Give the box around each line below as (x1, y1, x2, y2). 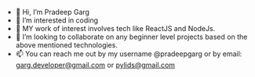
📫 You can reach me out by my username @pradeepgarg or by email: (15, 49, 242, 58)
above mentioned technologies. (15, 40, 118, 50)
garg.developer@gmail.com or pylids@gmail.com (15, 61, 175, 69)
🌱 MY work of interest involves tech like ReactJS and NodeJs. (15, 24, 216, 33)
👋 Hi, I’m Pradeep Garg (15, 8, 90, 16)
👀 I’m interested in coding (15, 16, 99, 25)
